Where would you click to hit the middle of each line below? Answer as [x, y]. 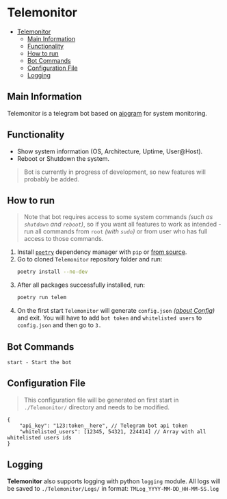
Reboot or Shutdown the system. [63, 158]
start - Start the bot [39, 362]
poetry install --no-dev [52, 272]
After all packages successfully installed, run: [81, 285]
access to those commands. [64, 239]
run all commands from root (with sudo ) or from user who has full [116, 231]
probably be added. [52, 179]
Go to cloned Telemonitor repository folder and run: [90, 259]
